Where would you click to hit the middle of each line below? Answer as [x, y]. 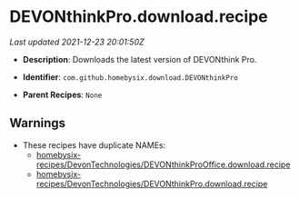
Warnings [38, 123]
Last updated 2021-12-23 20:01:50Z [77, 42]
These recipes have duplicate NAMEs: [94, 145]
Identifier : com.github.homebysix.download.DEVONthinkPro [130, 77]
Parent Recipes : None [62, 94]
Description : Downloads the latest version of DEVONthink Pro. [140, 59]
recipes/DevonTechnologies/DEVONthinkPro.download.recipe [152, 183]
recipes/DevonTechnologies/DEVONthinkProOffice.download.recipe [163, 164]
